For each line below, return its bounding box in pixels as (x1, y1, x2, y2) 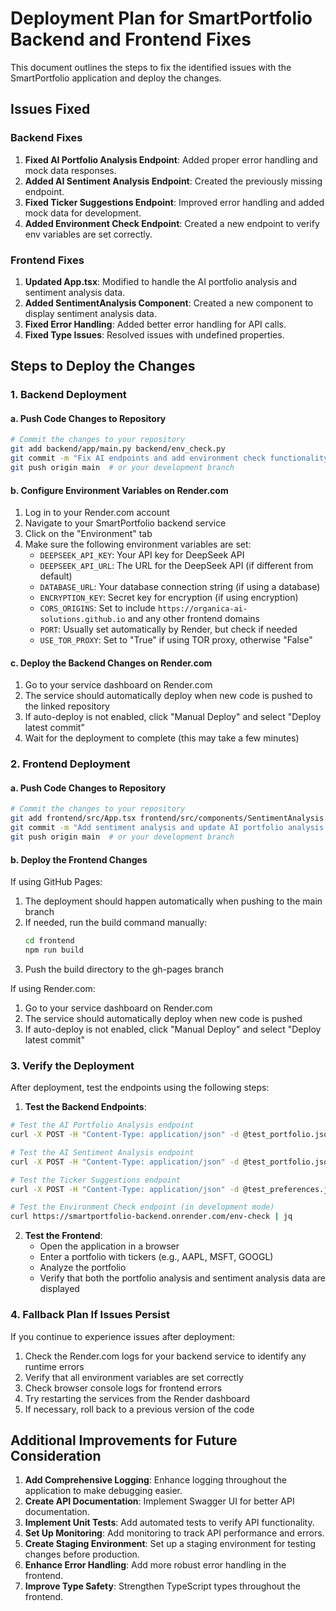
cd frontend (24, 936, 75, 946)
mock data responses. (24, 164, 117, 176)
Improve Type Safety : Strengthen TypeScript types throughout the (24, 1580, 301, 1592)
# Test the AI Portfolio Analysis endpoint (10, 1120, 195, 1131)
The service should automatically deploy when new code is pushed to (24, 690, 313, 702)
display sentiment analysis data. (24, 307, 157, 319)
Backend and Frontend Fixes (10, 28, 252, 51)
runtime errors (24, 1360, 85, 1372)
